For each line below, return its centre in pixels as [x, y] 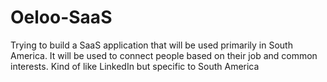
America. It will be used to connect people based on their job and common [164, 55]
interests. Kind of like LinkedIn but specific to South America [135, 66]
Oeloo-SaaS [61, 17]
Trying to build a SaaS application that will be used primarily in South [151, 45]
